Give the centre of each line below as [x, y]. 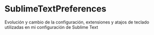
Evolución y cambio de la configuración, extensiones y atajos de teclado [77, 22]
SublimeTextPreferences [55, 9]
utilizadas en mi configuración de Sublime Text [51, 27]
